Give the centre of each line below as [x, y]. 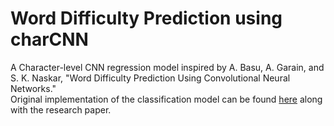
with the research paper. [61, 109]
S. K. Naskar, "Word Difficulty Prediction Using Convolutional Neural [150, 78]
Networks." [33, 88]
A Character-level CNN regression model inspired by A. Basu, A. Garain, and [167, 67]
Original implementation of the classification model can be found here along [166, 99]
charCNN [49, 39]
